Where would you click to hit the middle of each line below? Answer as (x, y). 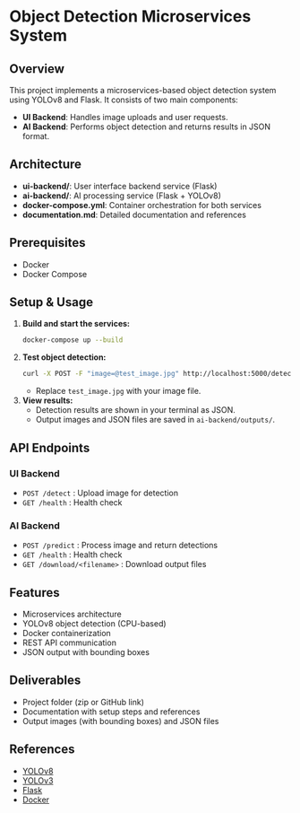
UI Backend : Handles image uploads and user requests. (125, 117)
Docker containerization (67, 633)
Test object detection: (64, 357)
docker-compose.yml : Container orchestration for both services (142, 205)
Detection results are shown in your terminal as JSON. (135, 410)
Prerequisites (47, 243)
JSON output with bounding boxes (86, 651)
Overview (37, 69)
